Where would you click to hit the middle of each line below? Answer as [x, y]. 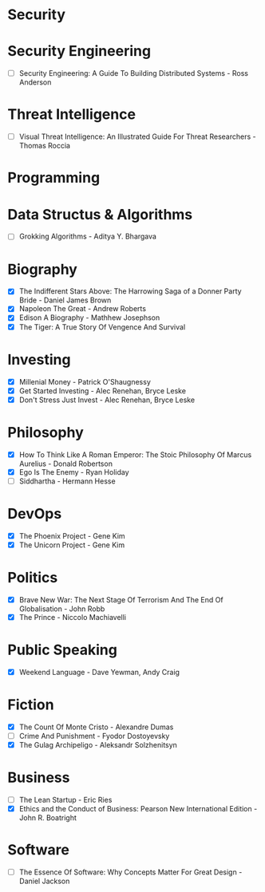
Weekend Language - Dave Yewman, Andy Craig [99, 672]
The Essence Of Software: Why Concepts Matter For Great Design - [131, 872]
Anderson [35, 82]
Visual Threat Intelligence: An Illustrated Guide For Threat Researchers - [137, 136]
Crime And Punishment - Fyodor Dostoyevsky [94, 736]
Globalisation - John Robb [62, 609]
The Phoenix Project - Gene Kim [72, 535]
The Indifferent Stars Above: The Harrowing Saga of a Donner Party [130, 291]
